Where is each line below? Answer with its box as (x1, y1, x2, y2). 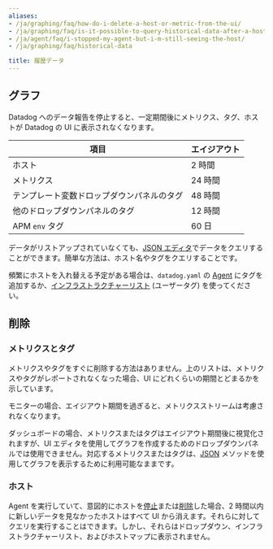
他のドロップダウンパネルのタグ (12, 205, 136, 216)
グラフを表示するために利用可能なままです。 (29, 459, 179, 468)
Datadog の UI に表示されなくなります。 (24, 122, 158, 132)
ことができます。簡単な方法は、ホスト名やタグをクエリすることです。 (8, 253, 242, 263)
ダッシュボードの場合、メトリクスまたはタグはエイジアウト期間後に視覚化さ (8, 428, 265, 438)
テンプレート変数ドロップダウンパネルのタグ (12, 190, 184, 201)
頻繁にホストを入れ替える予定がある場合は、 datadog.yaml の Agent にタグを (8, 270, 263, 280)
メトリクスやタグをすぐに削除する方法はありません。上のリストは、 (8, 363, 236, 373)
